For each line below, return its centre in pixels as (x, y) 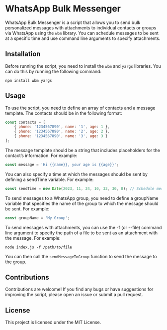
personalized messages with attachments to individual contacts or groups (81, 27)
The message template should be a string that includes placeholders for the (83, 150)
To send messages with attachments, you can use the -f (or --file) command (83, 227)
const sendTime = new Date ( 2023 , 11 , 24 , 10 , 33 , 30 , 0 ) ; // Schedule (80, 188)
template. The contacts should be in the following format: (64, 113)
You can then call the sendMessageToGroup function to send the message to (81, 256)
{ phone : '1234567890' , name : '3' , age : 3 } (61, 136)
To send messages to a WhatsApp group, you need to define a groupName (82, 198)
